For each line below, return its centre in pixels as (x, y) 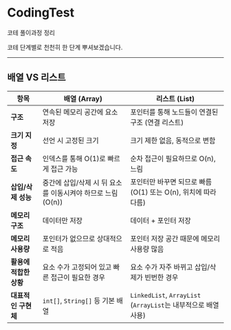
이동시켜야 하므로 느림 (84, 193)
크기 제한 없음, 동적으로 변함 (173, 141)
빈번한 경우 (162, 277)
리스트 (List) (175, 99)
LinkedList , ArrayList (166, 295)
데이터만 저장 (62, 220)
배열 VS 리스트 (36, 78)
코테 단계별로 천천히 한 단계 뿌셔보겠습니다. (65, 47)
